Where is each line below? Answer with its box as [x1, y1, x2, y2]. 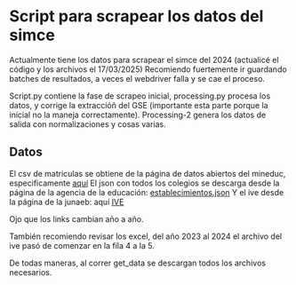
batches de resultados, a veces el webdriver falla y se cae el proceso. [9, 73, 265, 83]
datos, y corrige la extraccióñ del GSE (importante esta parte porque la [9, 99, 268, 110]
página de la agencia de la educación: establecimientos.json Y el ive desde [9, 186, 284, 197]
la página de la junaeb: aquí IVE [9, 196, 124, 207]
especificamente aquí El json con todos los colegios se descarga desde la [9, 178, 280, 188]
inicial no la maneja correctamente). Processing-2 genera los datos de [9, 109, 267, 120]
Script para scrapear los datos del [9, 6, 264, 27]
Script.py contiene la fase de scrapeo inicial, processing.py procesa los [9, 91, 271, 101]
